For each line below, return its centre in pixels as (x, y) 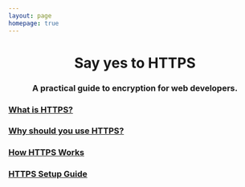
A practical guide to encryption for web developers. (135, 87)
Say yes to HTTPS (135, 63)
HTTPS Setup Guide (48, 174)
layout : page (30, 16)
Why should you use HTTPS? (66, 131)
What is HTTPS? (41, 109)
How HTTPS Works (46, 152)
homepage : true (34, 23)
